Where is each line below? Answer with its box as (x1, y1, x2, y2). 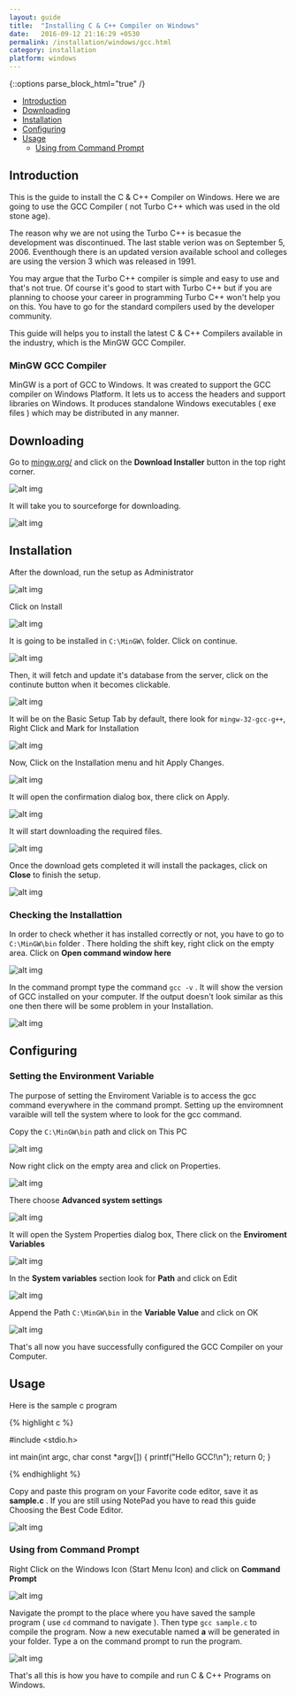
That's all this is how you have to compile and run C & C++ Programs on (9, 1670, 271, 1680)
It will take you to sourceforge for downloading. (9, 500, 181, 511)
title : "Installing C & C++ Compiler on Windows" (9, 21, 200, 30)
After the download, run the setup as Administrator (9, 567, 194, 577)
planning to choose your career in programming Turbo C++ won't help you (9, 291, 281, 302)
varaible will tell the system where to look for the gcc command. (9, 1108, 242, 1120)
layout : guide (9, 12, 62, 22)
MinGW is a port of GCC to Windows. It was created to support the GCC (9, 380, 271, 390)
